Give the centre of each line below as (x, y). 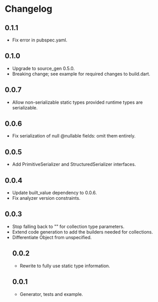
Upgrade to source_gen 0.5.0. (43, 68)
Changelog (29, 9)
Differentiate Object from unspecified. (52, 237)
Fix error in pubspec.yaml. (39, 40)
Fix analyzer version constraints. (46, 198)
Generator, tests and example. (51, 294)
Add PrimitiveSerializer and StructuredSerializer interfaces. (74, 165)
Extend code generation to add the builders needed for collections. (83, 232)
